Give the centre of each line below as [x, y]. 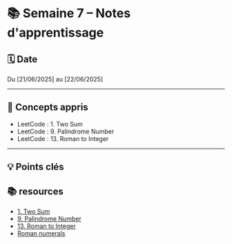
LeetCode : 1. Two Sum [50, 124]
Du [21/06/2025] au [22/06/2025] [55, 79]
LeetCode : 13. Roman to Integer [63, 138]
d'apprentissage [56, 33]
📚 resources [35, 191]
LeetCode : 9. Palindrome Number [66, 131]
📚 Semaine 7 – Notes [69, 13]
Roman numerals [41, 234]
